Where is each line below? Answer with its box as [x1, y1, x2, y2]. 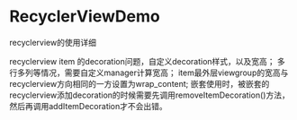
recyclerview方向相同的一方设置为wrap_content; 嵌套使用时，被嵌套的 [9, 78, 270, 89]
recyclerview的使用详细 [9, 37, 97, 47]
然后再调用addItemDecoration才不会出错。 [9, 100, 168, 111]
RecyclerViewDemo [9, 6, 160, 27]
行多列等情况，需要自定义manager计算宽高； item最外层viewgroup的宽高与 [9, 67, 289, 78]
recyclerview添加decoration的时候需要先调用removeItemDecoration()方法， [9, 90, 290, 100]
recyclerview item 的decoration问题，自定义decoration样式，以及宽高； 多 [9, 56, 286, 66]
